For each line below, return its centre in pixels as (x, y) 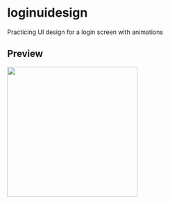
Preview (25, 54)
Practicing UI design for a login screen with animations (85, 32)
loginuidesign (48, 13)
